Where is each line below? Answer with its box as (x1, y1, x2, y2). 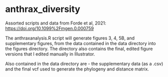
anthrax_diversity (5, 3, 80, 15)
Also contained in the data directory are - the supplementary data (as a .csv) (5, 60, 163, 66)
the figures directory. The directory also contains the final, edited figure (5, 45, 153, 51)
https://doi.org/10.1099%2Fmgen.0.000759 (5, 25, 94, 31)
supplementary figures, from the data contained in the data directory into (5, 40, 156, 46)
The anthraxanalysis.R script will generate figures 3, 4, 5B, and (5, 35, 135, 41)
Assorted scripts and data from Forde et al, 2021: (5, 20, 106, 26)
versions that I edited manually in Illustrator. (5, 51, 95, 57)
